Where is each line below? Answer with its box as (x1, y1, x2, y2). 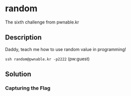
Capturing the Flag (5, 85, 51, 92)
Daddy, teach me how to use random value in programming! (5, 46, 127, 52)
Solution (5, 70, 31, 78)
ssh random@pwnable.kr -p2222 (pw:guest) (5, 56, 90, 62)
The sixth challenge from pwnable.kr (5, 19, 79, 25)
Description (5, 33, 42, 42)
